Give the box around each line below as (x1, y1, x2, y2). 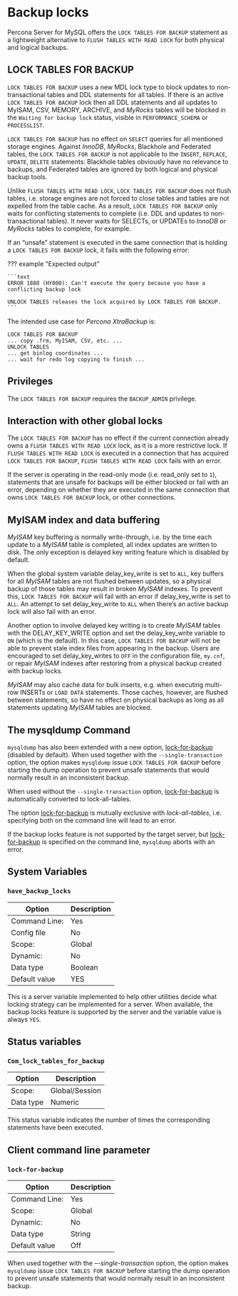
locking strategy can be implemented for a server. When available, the (7, 1000, 214, 1008)
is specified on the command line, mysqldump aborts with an (41, 838, 215, 846)
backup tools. (7, 172, 48, 181)
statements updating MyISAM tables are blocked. (7, 703, 152, 712)
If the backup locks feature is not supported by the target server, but (7, 830, 209, 838)
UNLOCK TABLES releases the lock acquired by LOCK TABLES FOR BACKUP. (7, 298, 222, 306)
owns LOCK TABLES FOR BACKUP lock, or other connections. (7, 493, 176, 502)
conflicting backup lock (7, 286, 81, 293)
